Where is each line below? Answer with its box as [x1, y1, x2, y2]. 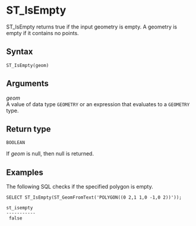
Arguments [6, 78, 49, 89]
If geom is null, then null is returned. [6, 150, 94, 157]
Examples [6, 167, 43, 177]
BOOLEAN [6, 140, 26, 146]
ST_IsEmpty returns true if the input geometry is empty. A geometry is [6, 23, 178, 30]
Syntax [6, 47, 33, 57]
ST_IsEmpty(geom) [6, 62, 49, 68]
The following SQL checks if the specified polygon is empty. [6, 183, 153, 190]
